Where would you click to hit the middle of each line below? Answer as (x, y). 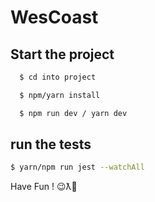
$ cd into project (58, 77)
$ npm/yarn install (60, 95)
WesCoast (54, 17)
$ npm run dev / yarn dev (73, 113)
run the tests (51, 144)
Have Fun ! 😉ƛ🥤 (44, 187)
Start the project (62, 54)
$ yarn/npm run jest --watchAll (77, 167)
